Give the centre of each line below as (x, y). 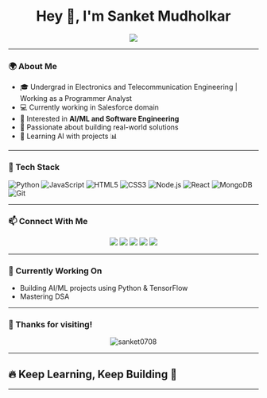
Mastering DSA (44, 296)
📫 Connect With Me (48, 222)
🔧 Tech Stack (34, 168)
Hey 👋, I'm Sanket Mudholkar (133, 16)
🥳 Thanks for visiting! (50, 325)
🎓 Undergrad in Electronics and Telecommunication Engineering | (129, 87)
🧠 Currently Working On (55, 271)
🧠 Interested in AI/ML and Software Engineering (99, 119)
